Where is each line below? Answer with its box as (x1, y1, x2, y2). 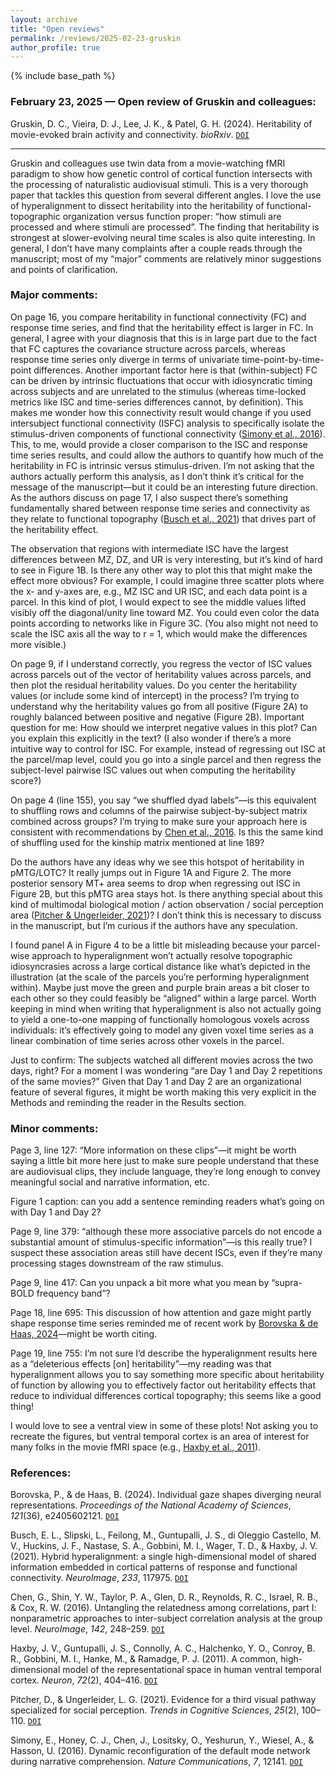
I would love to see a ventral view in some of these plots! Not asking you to (10, 1420, 319, 1432)
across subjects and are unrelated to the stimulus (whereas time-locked (10, 385, 307, 397)
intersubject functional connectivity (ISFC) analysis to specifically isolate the (10, 417, 325, 429)
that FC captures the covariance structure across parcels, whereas (10, 342, 286, 355)
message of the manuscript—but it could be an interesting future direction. (10, 481, 318, 493)
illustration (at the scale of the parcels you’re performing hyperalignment (10, 971, 310, 983)
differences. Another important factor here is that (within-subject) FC (33, 364, 318, 376)
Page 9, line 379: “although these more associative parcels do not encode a (10, 1226, 323, 1238)
